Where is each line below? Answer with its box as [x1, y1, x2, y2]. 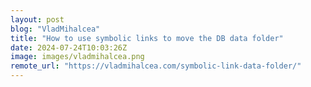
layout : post [10, 14, 65, 25]
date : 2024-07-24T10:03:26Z [10, 42, 128, 53]
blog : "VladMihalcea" [10, 24, 101, 34]
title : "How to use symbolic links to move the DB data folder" [10, 33, 284, 43]
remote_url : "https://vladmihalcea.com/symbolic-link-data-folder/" [10, 61, 302, 71]
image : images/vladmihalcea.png [10, 52, 145, 62]
